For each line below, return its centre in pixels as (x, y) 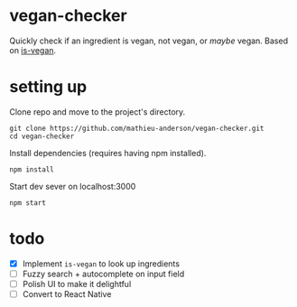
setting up (48, 87)
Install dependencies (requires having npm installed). (108, 153)
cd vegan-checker (42, 136)
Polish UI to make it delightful (77, 284)
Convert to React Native (67, 294)
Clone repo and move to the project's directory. (97, 112)
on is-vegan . (33, 50)
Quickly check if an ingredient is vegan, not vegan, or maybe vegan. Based (149, 41)
